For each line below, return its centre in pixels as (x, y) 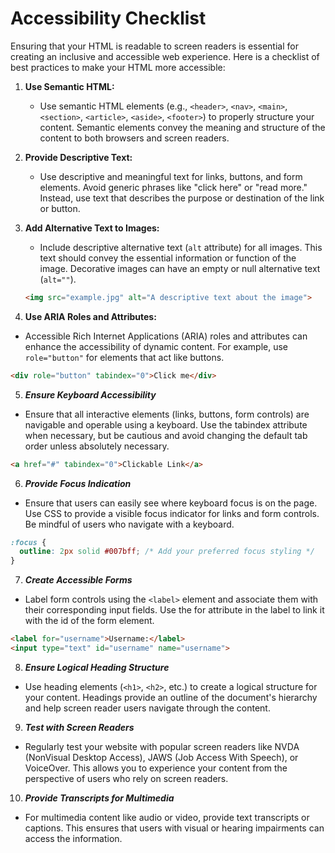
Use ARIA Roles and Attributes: (90, 316)
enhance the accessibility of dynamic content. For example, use (156, 346)
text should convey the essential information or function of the (168, 258)
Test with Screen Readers (79, 727)
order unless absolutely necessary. (97, 446)
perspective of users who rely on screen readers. (126, 778)
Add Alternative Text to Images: (92, 228)
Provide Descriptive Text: (78, 157)
